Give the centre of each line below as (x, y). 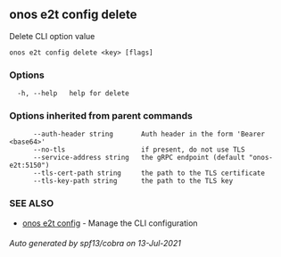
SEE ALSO (32, 203)
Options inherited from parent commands (101, 116)
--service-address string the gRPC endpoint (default (139, 158)
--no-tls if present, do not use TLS (139, 150)
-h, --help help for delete (73, 94)
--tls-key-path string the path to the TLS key (133, 181)
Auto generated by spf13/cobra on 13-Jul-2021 (95, 244)
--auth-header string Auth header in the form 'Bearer (149, 134)
